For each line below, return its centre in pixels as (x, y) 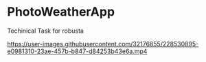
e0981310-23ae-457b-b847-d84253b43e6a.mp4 (77, 51)
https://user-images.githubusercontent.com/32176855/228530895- (103, 44)
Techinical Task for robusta (46, 31)
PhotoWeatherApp (61, 12)
